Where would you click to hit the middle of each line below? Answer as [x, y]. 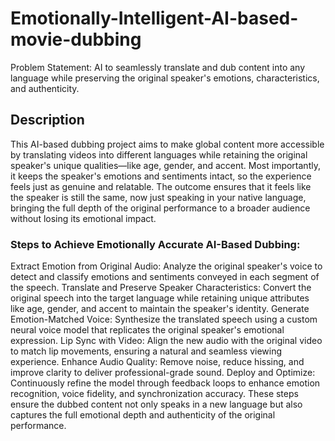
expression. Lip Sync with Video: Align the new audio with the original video [166, 341]
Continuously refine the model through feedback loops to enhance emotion [165, 383]
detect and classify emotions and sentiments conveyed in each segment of [165, 277]
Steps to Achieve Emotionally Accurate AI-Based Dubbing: [155, 244]
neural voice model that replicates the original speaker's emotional [147, 330]
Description [47, 120]
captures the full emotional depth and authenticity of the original [143, 415]
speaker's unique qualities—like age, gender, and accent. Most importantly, [165, 165]
